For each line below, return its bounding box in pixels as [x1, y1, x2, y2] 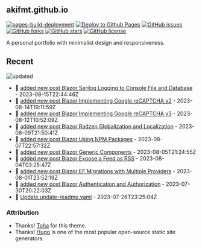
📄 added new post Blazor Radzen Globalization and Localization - [14, 122, 178, 130]
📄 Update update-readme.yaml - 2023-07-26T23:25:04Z [14, 193, 157, 200]
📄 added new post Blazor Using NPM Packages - [14, 135, 137, 142]
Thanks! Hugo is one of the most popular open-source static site [14, 228, 176, 235]
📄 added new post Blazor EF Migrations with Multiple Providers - [14, 167, 176, 174]
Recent [6, 57, 34, 67]
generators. [14, 235, 44, 242]
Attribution [6, 208, 39, 217]
